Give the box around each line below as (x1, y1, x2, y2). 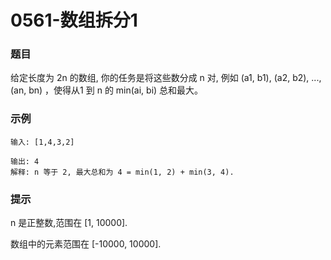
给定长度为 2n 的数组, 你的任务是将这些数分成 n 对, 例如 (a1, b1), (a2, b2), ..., (10, 72, 322, 84)
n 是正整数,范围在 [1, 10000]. (10, 217, 128, 229)
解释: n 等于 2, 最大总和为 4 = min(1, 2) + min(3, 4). (10, 167, 235, 177)
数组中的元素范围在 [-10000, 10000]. (10, 238, 162, 250)
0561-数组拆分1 (10, 9, 138, 32)
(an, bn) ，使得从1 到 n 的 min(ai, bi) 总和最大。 (10, 84, 204, 96)
